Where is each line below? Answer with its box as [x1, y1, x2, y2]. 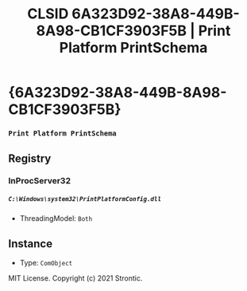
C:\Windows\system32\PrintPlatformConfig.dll [8, 195, 161, 203]
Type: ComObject [19, 258, 73, 268]
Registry [8, 151, 52, 165]
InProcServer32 [8, 175, 71, 187]
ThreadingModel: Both [19, 214, 93, 223]
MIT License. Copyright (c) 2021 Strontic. [8, 273, 143, 283]
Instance [8, 237, 53, 250]
